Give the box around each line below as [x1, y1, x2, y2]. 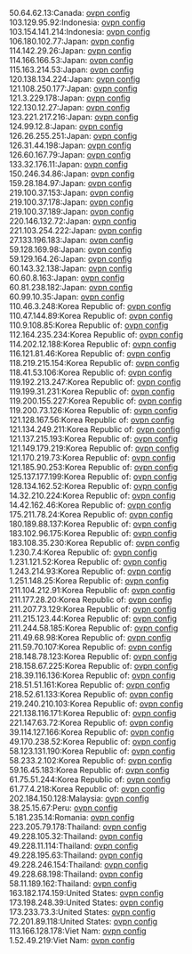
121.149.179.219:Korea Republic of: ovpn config [9, 443, 180, 453]
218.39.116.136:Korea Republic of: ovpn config [9, 670, 176, 681]
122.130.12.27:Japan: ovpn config [9, 102, 131, 112]
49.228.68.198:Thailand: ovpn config [9, 868, 144, 879]
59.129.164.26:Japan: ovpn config [9, 254, 132, 264]
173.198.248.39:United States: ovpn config [9, 897, 164, 908]
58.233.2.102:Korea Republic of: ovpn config [9, 755, 172, 765]
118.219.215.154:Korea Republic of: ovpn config [9, 358, 180, 368]
